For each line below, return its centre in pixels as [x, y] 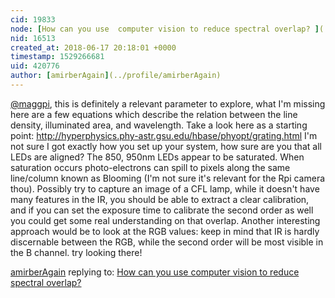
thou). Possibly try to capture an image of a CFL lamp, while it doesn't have [165, 188]
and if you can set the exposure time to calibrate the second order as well [162, 210]
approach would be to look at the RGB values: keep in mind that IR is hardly [165, 231]
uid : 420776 [35, 66]
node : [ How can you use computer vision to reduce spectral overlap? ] [165, 29]
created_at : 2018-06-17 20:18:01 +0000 [93, 47]
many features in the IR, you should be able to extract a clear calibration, [160, 199]
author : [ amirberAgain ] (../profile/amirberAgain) [116, 76]
